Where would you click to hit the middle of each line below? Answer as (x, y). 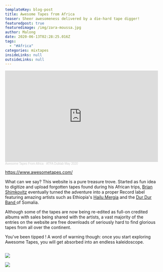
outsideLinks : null (25, 59)
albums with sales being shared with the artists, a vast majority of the (74, 217)
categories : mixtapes (27, 50)
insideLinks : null (24, 55)
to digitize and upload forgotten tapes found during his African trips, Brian (79, 187)
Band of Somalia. (22, 202)
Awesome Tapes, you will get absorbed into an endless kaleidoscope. (74, 242)
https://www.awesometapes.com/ (39, 172)
